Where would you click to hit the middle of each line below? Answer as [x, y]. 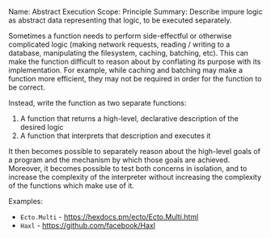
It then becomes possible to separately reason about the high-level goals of [135, 151]
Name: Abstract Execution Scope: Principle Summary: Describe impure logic [135, 12]
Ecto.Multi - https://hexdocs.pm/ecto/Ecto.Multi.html [109, 217]
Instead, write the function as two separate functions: [97, 103]
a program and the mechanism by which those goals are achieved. [119, 160]
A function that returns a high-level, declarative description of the [129, 119]
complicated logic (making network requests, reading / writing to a [119, 44]
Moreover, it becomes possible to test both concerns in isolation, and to [128, 168]
